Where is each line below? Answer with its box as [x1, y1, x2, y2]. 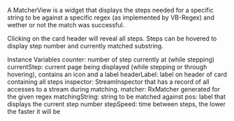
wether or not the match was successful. [7, 21, 125, 29]
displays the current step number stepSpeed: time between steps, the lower [7, 100, 226, 108]
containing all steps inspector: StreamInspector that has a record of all [7, 78, 210, 86]
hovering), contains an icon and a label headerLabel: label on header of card [7, 70, 227, 78]
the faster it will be [7, 108, 61, 115]
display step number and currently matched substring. [7, 42, 164, 50]
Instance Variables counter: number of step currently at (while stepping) [7, 55, 215, 64]
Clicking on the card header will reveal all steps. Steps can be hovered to [7, 34, 217, 43]
